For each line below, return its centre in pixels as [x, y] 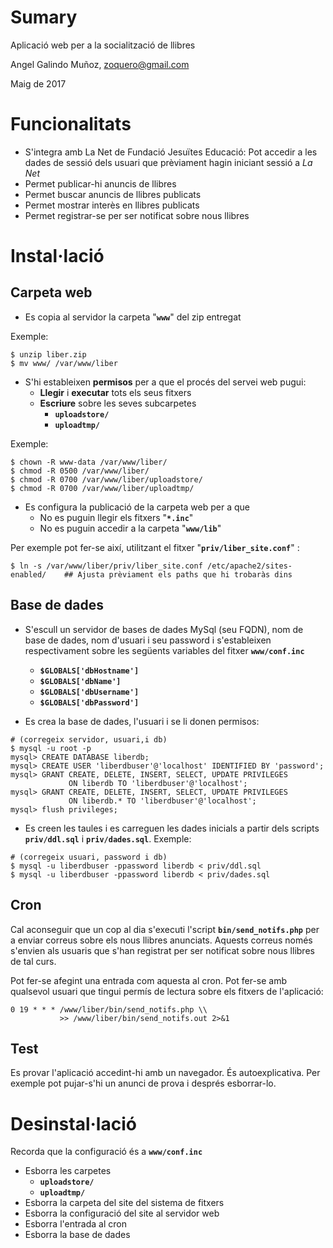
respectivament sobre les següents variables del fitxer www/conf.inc [164, 650]
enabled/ [28, 574]
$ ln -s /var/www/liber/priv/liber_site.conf [106, 566]
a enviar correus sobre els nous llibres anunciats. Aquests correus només [161, 940]
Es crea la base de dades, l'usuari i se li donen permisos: [142, 721]
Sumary [44, 17]
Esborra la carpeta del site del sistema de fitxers [124, 1203]
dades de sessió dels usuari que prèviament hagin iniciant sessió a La [168, 162]
